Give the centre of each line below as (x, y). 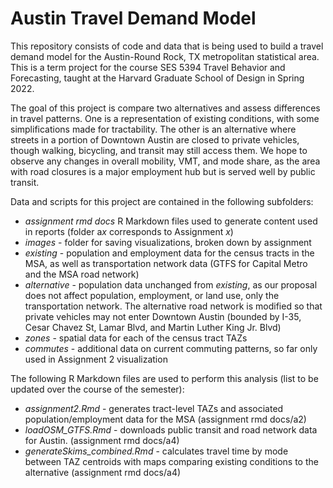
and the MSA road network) (82, 274)
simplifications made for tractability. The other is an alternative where (153, 129)
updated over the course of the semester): (97, 389)
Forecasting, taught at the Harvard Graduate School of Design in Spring (157, 78)
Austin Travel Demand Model (133, 18)
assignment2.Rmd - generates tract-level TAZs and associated (154, 408)
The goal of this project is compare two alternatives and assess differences (165, 108)
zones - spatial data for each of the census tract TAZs (136, 338)
